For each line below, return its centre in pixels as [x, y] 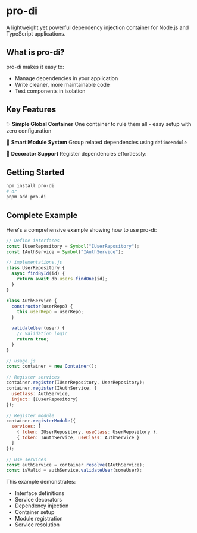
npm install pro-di [30, 186]
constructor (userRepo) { [42, 306]
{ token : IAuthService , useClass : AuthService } [78, 438]
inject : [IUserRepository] [45, 399]
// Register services [33, 377]
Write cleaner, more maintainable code [62, 84]
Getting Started [35, 172]
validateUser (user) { [38, 328]
